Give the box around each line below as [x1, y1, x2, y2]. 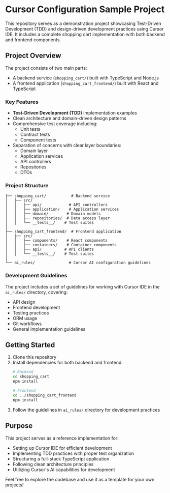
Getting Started [5, 341, 55, 350]
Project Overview [5, 51, 61, 60]
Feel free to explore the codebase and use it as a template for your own [5, 476, 155, 482]
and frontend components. [5, 37, 61, 43]
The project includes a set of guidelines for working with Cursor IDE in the [5, 283, 160, 289]
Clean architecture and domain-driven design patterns [12, 115, 127, 122]
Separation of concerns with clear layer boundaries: [12, 142, 122, 149]
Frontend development [12, 304, 60, 310]
